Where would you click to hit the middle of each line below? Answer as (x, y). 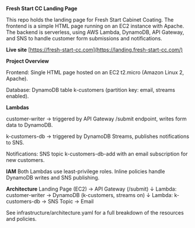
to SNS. (15, 142)
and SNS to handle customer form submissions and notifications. (84, 38)
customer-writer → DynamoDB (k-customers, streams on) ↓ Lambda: (90, 195)
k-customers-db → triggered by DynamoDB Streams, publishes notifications (98, 136)
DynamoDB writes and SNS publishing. (53, 177)
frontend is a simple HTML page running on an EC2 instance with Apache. (95, 26)
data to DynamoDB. (29, 125)
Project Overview (28, 61)
